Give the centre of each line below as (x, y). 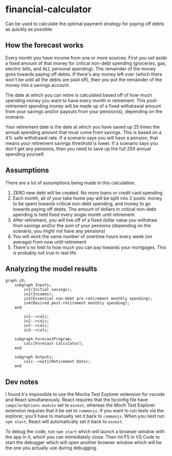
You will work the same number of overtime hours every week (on (82, 236)
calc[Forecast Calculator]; (54, 344)
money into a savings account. (38, 85)
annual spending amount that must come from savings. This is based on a (83, 132)
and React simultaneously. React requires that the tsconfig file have (77, 400)
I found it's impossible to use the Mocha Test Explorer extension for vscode (85, 394)
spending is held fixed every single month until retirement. (74, 214)
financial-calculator (48, 10)
